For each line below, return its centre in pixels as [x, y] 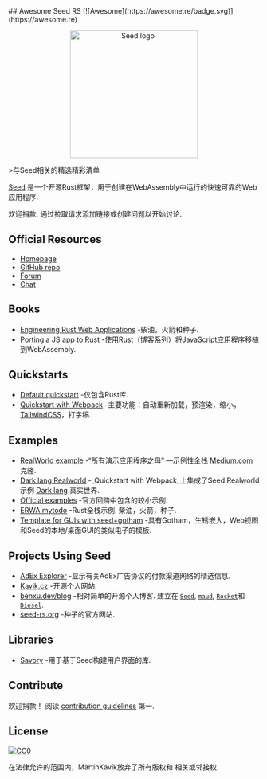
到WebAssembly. [48, 349]
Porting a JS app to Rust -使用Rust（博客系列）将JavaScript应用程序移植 [139, 339]
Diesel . [31, 605]
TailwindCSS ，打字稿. [55, 415]
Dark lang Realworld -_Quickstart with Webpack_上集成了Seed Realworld [139, 480]
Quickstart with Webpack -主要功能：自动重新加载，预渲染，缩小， [130, 405]
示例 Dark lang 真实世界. [59, 491]
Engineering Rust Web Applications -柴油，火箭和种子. [109, 329]
